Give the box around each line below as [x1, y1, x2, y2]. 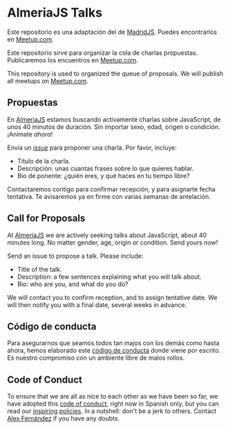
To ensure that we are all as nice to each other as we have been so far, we [7, 392, 218, 401]
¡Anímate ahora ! [7, 130, 53, 138]
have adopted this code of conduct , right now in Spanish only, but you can [7, 400, 219, 408]
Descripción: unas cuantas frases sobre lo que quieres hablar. [17, 164, 194, 173]
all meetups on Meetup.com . [7, 76, 88, 85]
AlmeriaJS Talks [7, 5, 102, 21]
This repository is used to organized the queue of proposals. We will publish [7, 69, 224, 78]
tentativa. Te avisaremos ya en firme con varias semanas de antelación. [7, 192, 211, 200]
